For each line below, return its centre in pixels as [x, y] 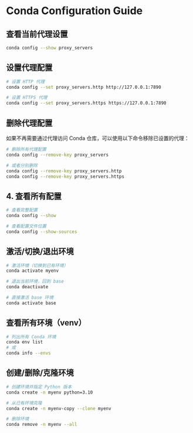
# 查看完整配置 [22, 210]
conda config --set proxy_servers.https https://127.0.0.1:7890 [86, 103]
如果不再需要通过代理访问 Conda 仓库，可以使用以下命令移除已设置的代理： [98, 138]
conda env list [25, 342]
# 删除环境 [18, 419]
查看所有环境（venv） [46, 323]
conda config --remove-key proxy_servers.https [65, 176]
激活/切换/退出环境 [40, 252]
